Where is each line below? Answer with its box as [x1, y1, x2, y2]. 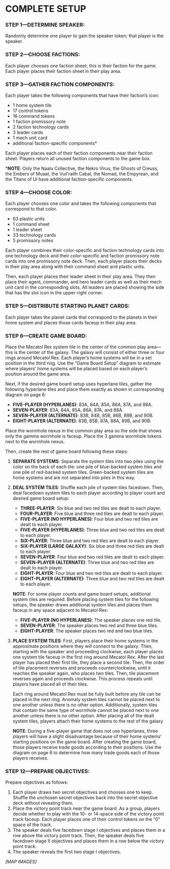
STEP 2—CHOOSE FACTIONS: [5, 51, 80, 58]
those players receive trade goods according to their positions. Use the [12, 744, 161, 750]
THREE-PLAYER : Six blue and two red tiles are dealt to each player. [20, 505, 161, 511]
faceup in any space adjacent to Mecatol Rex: [12, 607, 108, 613]
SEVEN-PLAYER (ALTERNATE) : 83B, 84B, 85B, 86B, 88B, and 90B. [12, 412, 154, 418]
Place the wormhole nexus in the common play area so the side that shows [5, 427, 162, 433]
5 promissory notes [12, 238, 53, 244]
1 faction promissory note [12, 118, 66, 125]
